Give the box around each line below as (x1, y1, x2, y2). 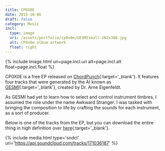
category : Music (5, 21, 39, 27)
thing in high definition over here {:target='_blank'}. (5, 125, 110, 131)
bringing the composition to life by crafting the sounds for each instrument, (5, 104, 160, 110)
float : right (10, 45, 37, 50)
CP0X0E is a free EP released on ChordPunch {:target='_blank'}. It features (5, 73, 159, 79)
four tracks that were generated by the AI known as (5, 79, 111, 85)
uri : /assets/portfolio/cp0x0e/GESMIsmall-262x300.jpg (10, 36, 127, 41)
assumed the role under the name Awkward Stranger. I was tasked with (5, 99, 152, 105)
